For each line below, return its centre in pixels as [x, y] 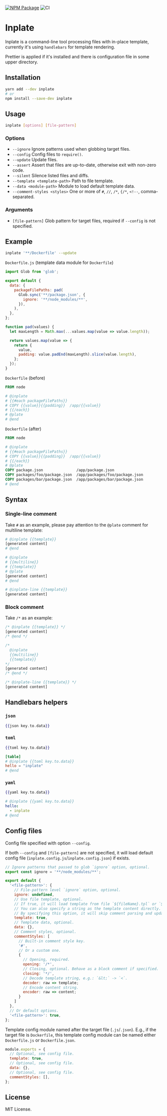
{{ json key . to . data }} [28, 726]
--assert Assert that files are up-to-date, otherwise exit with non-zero [84, 165]
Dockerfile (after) [23, 429]
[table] [13, 757]
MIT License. [18, 1109]
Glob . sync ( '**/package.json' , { [52, 294]
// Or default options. [34, 1011]
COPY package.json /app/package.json [60, 470]
